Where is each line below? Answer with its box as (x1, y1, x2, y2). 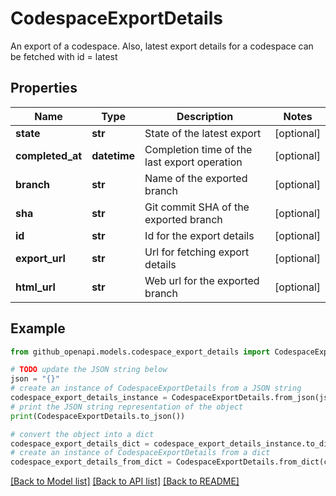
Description (176, 109, 234, 123)
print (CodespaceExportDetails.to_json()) (10, 411, 186, 421)
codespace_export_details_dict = (10, 438, 150, 449)
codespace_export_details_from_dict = (10, 457, 172, 467)
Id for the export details (144, 228, 255, 242)
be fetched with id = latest (10, 50, 118, 62)
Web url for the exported (144, 273, 260, 287)
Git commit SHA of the (144, 200, 250, 214)
